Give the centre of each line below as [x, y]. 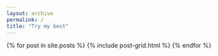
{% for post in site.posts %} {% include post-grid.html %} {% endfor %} [109, 46]
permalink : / [25, 20]
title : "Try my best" [38, 26]
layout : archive [30, 13]
